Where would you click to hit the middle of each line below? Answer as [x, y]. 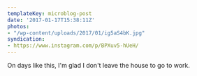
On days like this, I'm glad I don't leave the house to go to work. [99, 65]
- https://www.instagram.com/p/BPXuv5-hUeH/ [73, 46]
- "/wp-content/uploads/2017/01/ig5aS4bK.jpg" [76, 33]
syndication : [26, 39]
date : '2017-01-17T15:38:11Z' [51, 20]
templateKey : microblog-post [50, 13]
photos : [19, 26]
